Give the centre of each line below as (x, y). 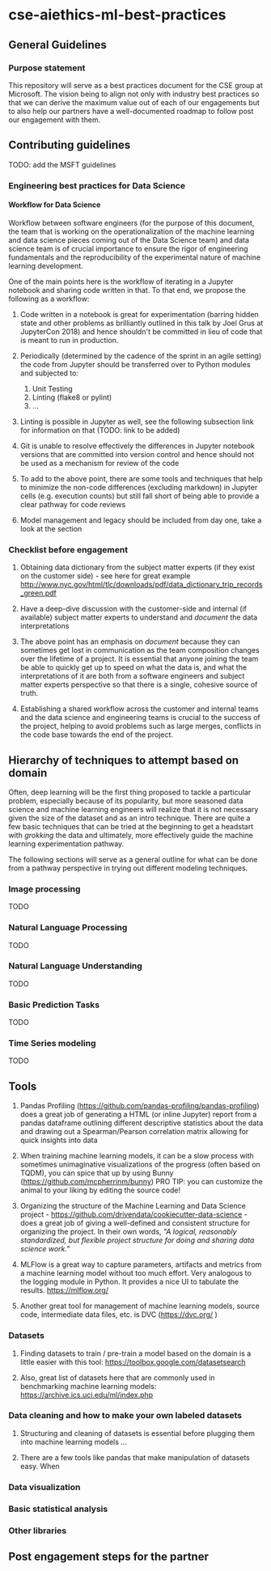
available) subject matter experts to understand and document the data (139, 617)
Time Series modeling (52, 1044)
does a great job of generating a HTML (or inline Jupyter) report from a (138, 1115)
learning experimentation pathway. (66, 844)
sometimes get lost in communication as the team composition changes (140, 650)
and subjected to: (49, 373)
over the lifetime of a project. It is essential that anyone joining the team (139, 659)
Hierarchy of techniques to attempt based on (124, 760)
